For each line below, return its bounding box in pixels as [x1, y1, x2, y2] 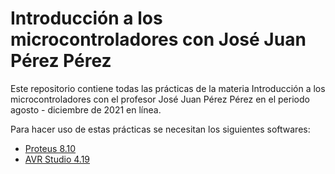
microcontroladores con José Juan [10, 28, 307, 51]
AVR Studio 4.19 [24, 153, 91, 165]
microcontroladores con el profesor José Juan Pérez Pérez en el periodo [10, 93, 310, 105]
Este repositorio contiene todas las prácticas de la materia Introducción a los [10, 82, 326, 94]
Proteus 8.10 [24, 142, 77, 154]
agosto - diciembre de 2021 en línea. [10, 103, 162, 116]
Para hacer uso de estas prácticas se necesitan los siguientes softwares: [10, 123, 311, 135]
